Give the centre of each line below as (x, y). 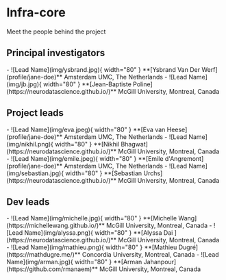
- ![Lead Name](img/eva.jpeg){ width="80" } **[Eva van (86, 129)
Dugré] (188, 247)
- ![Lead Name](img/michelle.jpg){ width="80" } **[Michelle (92, 218)
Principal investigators (56, 53)
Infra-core (36, 13)
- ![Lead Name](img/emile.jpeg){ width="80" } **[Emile (85, 158)
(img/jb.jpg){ (24, 84)
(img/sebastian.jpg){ (35, 173)
